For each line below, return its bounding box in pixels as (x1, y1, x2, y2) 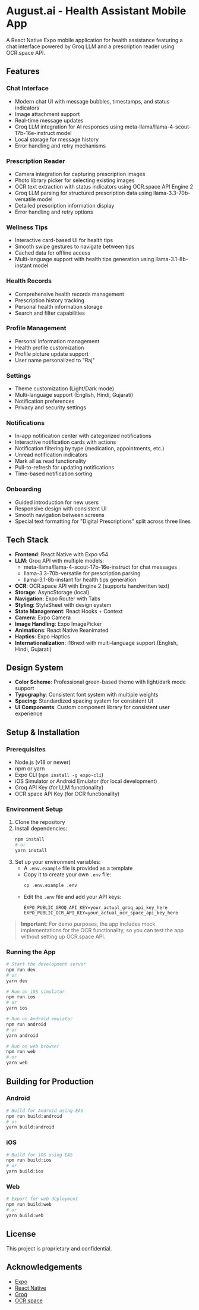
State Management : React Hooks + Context (14, 607, 123, 615)
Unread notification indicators (14, 451, 88, 459)
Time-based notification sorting (14, 470, 93, 477)
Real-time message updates (14, 117, 84, 124)
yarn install (14, 848, 48, 854)
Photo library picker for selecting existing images (14, 177, 135, 184)
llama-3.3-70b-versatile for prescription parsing (23, 569, 141, 576)
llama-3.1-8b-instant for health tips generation (23, 576, 137, 583)
